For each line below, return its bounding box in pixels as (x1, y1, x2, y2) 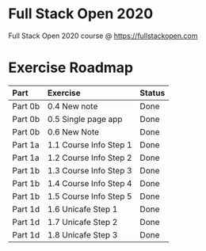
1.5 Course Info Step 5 (47, 191, 132, 202)
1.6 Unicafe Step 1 (47, 203, 118, 215)
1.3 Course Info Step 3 (47, 165, 132, 176)
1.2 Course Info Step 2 (47, 152, 132, 163)
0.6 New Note (47, 126, 100, 137)
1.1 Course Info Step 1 (47, 139, 132, 150)
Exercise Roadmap (8, 59, 133, 77)
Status (139, 87, 166, 98)
